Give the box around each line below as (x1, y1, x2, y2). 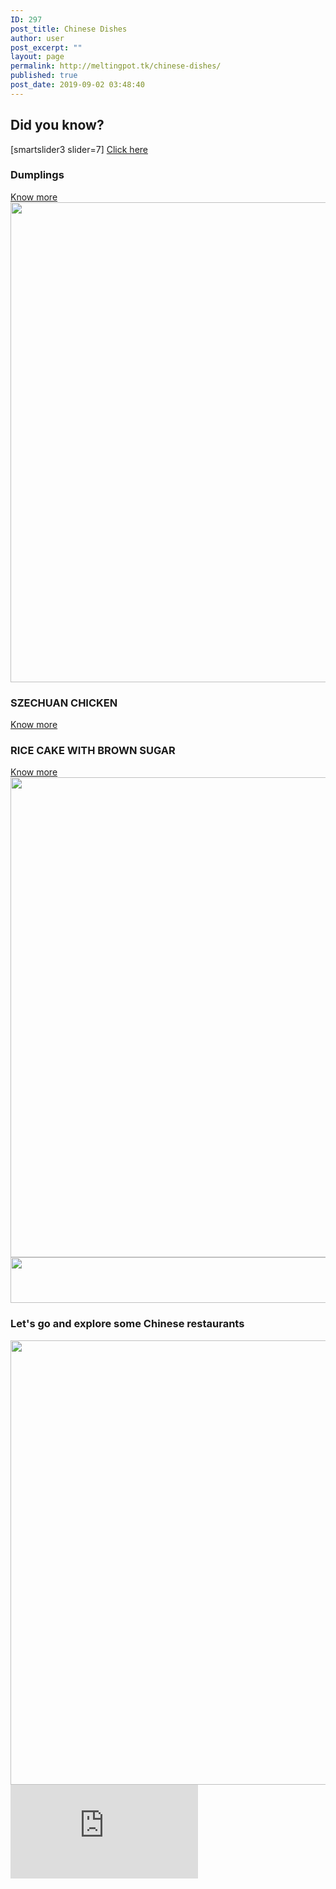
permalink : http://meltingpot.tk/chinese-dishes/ (10, 61, 222, 71)
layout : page (10, 52, 65, 62)
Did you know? (10, 117, 105, 134)
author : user (10, 33, 65, 43)
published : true (10, 71, 78, 81)
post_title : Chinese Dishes (10, 24, 128, 34)
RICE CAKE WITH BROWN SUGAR (10, 744, 176, 758)
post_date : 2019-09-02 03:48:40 (10, 80, 145, 90)
